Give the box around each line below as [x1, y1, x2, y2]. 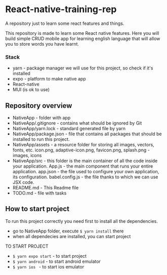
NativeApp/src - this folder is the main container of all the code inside [12, 158, 158, 164]
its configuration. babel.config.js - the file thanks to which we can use [12, 174, 158, 180]
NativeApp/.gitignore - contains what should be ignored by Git [12, 120, 142, 126]
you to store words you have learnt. [5, 41, 79, 47]
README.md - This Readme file [12, 185, 79, 191]
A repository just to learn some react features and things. [5, 20, 124, 26]
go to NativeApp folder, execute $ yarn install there [12, 228, 124, 234]
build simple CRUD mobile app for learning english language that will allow [5, 35, 160, 42]
